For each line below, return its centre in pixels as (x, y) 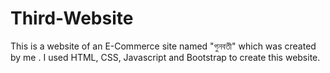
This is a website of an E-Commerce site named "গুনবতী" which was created (163, 46)
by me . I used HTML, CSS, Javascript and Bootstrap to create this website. (165, 57)
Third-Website (72, 18)
